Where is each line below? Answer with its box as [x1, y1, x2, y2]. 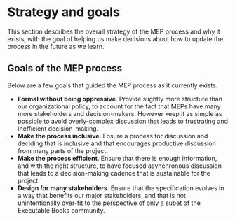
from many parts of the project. [17, 146, 109, 155]
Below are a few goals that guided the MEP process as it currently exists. [7, 81, 218, 90]
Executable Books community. [17, 206, 105, 214]
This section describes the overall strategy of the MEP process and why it [7, 27, 221, 36]
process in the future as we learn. [7, 42, 105, 50]
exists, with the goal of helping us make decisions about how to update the [7, 34, 224, 43]
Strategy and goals [7, 4, 121, 20]
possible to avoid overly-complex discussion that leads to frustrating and [17, 117, 229, 125]
